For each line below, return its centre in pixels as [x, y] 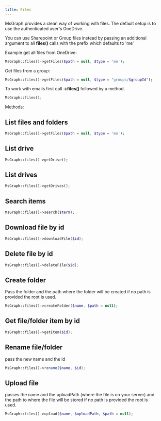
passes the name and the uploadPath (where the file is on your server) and [80, 395]
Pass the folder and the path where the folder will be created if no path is [78, 292]
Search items [25, 201]
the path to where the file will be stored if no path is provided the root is [76, 400]
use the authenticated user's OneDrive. [44, 28]
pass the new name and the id [35, 359]
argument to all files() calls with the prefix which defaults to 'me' [70, 43]
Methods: [15, 107]
